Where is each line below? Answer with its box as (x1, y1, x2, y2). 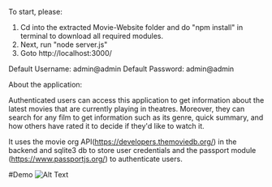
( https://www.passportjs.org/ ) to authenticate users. (8, 154, 183, 164)
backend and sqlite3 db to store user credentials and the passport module (8, 146, 257, 155)
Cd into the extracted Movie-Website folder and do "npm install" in (19, 23, 244, 32)
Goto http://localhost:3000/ (19, 49, 112, 57)
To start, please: (8, 7, 63, 16)
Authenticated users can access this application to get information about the (8, 96, 265, 104)
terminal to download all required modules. (19, 32, 164, 40)
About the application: (8, 80, 83, 89)
